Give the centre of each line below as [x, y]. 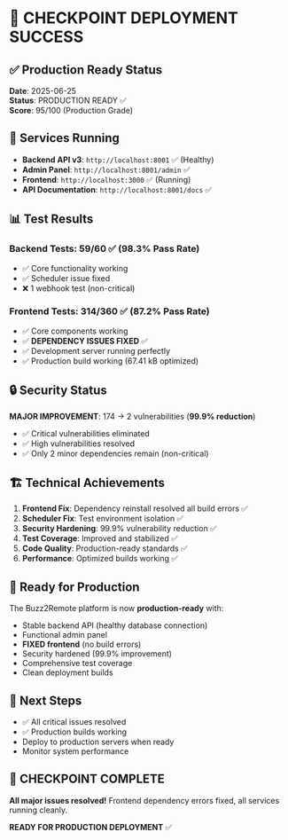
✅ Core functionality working [75, 268]
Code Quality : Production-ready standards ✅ [105, 548]
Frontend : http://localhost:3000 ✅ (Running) [106, 179]
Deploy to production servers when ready [98, 742]
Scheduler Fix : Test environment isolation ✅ [103, 519]
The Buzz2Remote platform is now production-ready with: [117, 608]
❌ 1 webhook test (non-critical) [78, 288]
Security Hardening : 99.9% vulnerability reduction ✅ [119, 529]
